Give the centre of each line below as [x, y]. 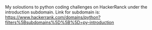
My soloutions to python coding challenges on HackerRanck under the [76, 7]
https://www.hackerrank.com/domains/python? [53, 17]
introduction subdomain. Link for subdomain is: [53, 12]
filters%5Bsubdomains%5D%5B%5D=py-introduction [60, 22]
